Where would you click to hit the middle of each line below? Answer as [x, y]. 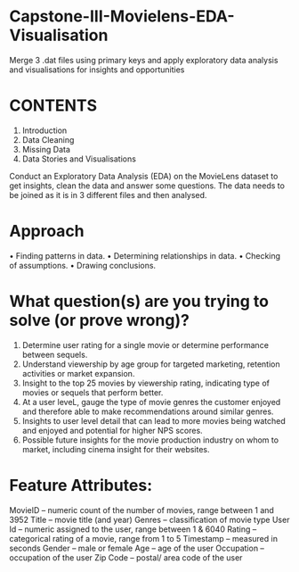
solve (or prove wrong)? [99, 320]
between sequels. [55, 354]
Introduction [44, 130]
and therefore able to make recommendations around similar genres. [148, 411]
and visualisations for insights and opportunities [97, 70]
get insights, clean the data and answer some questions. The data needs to [147, 186]
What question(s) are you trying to [139, 302]
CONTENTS [53, 106]
